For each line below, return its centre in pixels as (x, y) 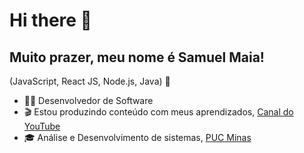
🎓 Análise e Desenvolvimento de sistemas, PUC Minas (137, 137)
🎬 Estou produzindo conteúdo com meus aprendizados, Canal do (158, 112)
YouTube (42, 126)
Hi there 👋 (50, 20)
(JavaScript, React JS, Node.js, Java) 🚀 (90, 81)
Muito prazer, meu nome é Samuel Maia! (137, 57)
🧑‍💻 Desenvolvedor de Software (88, 100)
